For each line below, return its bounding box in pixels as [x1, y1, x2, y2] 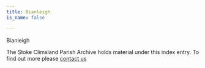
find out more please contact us [6, 55, 87, 62]
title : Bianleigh [6, 8, 51, 15]
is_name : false [6, 15, 45, 21]
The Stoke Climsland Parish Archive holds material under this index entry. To [6, 48, 199, 55]
